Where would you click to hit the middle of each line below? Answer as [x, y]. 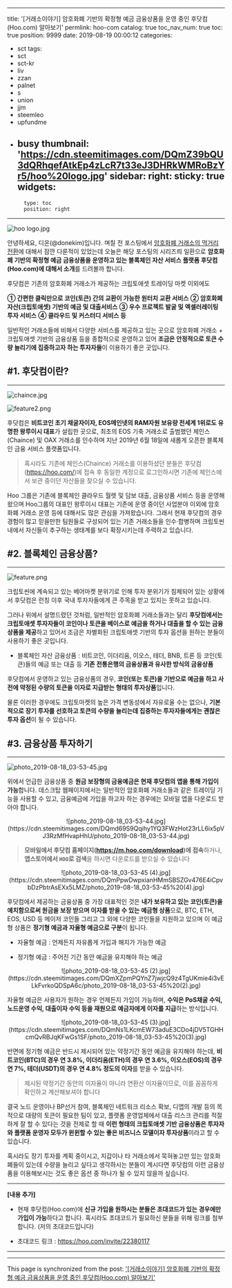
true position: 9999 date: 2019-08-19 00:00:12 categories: [90, 35]
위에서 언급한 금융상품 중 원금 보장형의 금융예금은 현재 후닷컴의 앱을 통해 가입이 [113, 781]
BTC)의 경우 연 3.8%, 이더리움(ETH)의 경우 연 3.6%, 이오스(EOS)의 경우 [124, 1060]
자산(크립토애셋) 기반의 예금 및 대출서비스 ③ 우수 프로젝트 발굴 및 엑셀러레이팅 [113, 307]
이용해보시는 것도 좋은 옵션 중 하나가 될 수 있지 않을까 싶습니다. [104, 1173]
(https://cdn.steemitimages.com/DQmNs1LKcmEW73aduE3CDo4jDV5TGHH [116, 1030]
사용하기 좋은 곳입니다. [38, 641]
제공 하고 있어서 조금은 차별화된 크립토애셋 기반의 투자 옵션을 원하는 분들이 [125, 632]
